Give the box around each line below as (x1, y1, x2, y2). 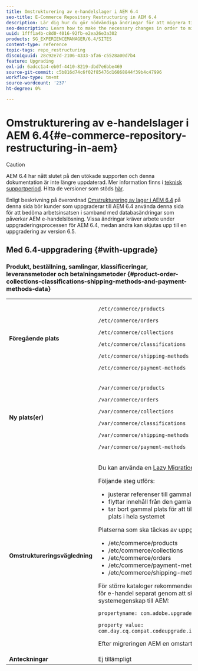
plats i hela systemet (108, 512, 165, 520)
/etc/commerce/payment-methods (98, 364, 186, 371)
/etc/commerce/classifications (98, 341, 186, 348)
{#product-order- (127, 270, 179, 278)
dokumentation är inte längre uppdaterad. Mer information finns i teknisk (6, 179, 183, 186)
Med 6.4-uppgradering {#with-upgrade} (6, 245, 159, 255)
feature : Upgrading (6, 58, 54, 64)
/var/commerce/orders (98, 396, 159, 403)
